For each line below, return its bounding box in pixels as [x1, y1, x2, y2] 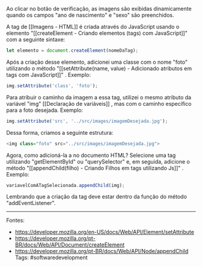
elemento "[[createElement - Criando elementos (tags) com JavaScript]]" [6, 29, 188, 37]
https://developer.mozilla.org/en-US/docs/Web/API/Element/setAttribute [14, 229, 194, 236]
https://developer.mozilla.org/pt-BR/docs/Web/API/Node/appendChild [14, 248, 189, 255]
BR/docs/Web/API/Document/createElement [14, 241, 125, 248]
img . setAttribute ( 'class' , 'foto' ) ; [6, 82, 98, 89]
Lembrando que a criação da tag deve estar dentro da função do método [6, 193, 188, 200]
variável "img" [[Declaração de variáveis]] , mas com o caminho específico [6, 100, 192, 107]
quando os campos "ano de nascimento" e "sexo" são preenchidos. [6, 11, 174, 19]
